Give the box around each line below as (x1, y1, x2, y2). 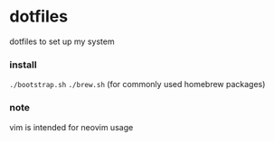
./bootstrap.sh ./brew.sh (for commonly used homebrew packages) (9, 79, 266, 90)
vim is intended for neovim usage (9, 121, 134, 132)
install (9, 58, 38, 71)
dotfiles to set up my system (9, 36, 115, 47)
